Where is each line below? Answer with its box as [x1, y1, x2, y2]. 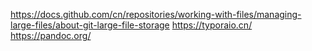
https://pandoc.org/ [10, 30, 92, 41]
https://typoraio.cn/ [171, 19, 253, 31]
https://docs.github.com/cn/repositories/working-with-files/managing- [10, 9, 302, 20]
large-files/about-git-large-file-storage [10, 19, 170, 31]
